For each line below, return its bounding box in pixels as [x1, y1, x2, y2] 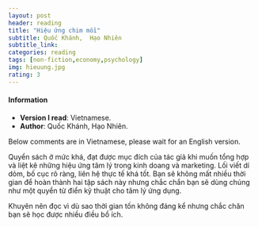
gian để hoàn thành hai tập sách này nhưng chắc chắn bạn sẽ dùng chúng [8, 177, 251, 187]
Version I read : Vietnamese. [19, 113, 112, 122]
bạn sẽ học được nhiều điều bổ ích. [8, 210, 123, 219]
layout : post [8, 11, 51, 20]
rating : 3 [8, 71, 41, 79]
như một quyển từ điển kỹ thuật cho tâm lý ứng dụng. [8, 186, 182, 195]
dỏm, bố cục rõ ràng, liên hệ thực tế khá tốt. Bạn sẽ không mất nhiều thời [8, 168, 246, 179]
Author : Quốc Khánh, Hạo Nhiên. [19, 121, 128, 131]
